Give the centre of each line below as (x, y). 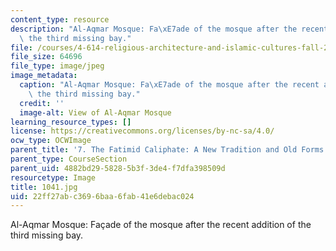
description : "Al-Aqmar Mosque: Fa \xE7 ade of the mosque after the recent (169, 29)
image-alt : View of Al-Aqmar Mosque (95, 112)
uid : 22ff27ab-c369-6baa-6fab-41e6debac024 (102, 196)
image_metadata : (44, 76)
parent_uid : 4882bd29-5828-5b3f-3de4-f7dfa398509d (118, 168)
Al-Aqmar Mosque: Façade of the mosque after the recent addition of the (161, 225)
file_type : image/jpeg (57, 66)
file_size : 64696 (46, 57)
